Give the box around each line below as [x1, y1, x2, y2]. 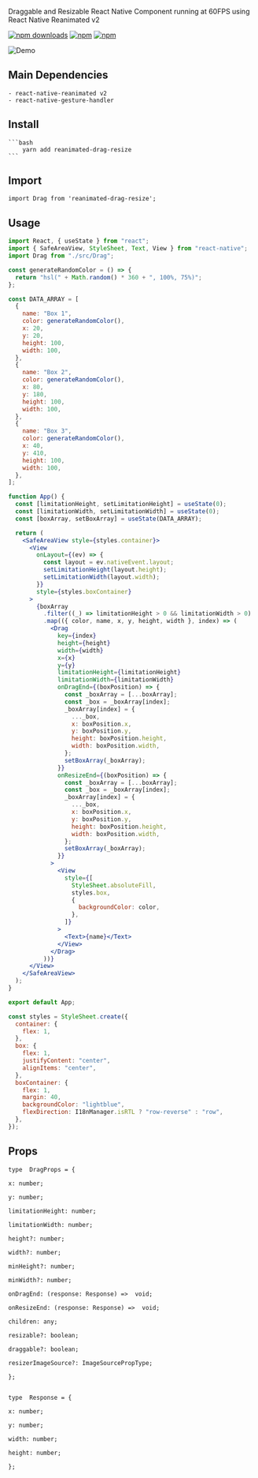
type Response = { [8, 1394, 72, 1401]
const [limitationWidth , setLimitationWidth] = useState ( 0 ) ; [15, 508, 220, 516]
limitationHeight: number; [8, 1207, 97, 1215]
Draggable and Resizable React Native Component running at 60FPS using [8, 7, 250, 16]
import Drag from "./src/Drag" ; [8, 252, 114, 260]
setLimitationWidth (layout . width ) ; [42, 573, 160, 581]
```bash [8, 138, 34, 147]
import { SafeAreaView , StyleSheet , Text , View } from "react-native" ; [8, 245, 248, 253]
